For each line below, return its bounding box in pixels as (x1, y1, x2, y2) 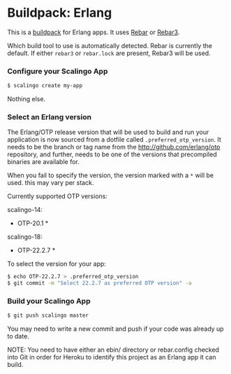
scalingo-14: (7, 206, 43, 214)
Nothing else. (7, 95, 46, 103)
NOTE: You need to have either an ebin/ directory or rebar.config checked (7, 345, 220, 354)
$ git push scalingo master (7, 312, 89, 319)
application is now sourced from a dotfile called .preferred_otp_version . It (7, 135, 221, 144)
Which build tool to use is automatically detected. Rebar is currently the (7, 41, 213, 50)
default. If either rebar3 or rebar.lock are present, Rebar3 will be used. (7, 49, 211, 57)
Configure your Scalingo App (7, 66, 108, 76)
